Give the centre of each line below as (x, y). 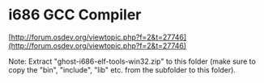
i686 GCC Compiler (75, 15)
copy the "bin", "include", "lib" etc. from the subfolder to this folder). (122, 69)
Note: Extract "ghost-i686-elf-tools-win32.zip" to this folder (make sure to (132, 61)
